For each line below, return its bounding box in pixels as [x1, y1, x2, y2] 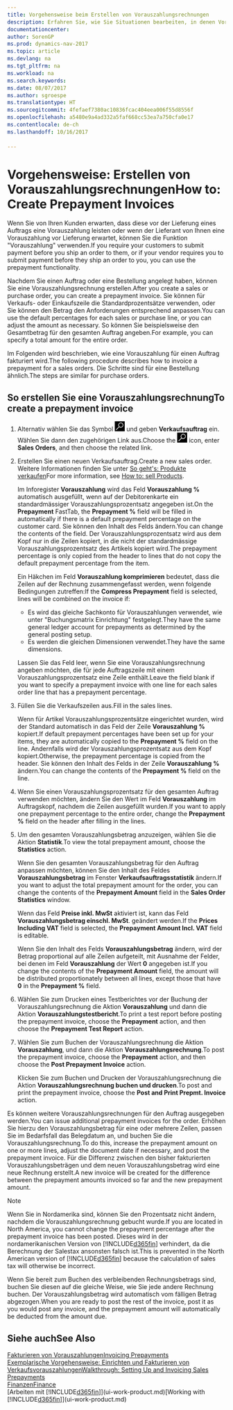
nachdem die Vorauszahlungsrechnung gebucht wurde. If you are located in [7, 1218, 223, 1226]
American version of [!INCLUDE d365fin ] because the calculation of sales [7, 1254, 216, 1263]
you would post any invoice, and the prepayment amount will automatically [7, 1305, 221, 1313]
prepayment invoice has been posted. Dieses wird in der [7, 1232, 169, 1240]
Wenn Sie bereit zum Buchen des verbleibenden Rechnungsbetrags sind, [7, 1275, 216, 1284]
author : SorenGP [7, 33, 54, 40]
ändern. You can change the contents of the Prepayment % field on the [17, 767, 221, 775]
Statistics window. [17, 896, 71, 904]
